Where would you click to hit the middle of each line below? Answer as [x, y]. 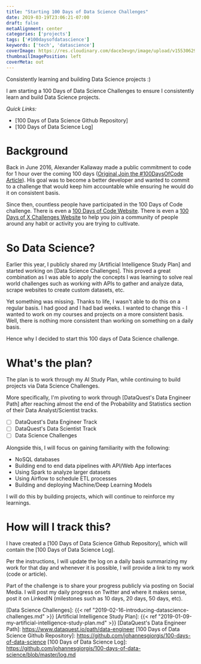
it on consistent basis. [33, 193]
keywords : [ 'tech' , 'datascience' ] [51, 46]
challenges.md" [25, 617]
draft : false [22, 23]
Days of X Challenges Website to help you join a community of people [92, 217]
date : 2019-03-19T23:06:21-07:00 [48, 17]
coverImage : [21, 51]
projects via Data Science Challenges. [53, 386]
